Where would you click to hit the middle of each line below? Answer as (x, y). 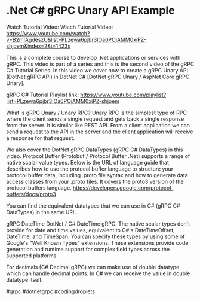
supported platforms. (32, 256)
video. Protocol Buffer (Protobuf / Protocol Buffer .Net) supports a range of (98, 156)
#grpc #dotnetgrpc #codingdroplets (51, 291)
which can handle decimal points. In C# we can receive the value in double (98, 273)
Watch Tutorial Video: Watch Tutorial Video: (60, 27)
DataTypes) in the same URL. (42, 212)
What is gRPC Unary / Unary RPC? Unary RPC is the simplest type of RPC (96, 113)
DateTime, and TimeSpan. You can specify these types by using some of (96, 236)
